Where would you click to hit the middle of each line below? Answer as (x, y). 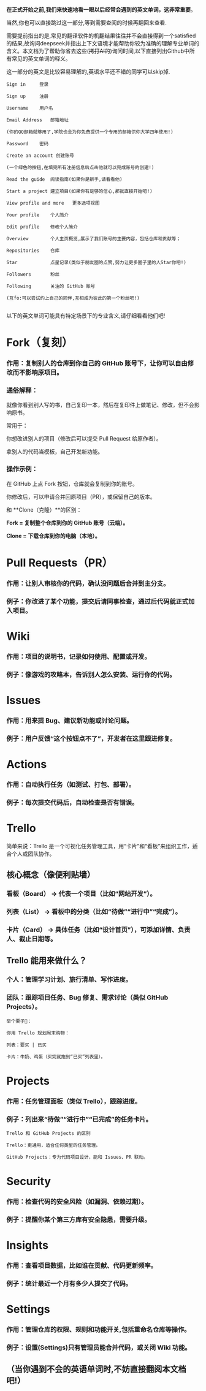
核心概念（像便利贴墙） (51, 875)
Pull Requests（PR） (60, 563)
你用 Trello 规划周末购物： (38, 1033)
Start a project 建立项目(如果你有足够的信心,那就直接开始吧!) (79, 191)
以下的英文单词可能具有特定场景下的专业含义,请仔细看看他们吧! (86, 316)
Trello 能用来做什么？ (47, 961)
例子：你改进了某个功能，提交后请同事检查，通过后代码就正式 (97, 601)
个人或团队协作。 (33, 854)
